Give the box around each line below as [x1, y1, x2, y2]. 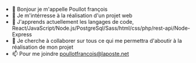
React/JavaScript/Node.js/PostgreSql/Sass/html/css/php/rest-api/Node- [11, 24, 191, 31]
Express [11, 31, 32, 38]
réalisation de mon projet [11, 43, 73, 51]
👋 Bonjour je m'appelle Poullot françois [11, 6, 108, 12]
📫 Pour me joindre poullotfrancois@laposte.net [11, 51, 130, 57]
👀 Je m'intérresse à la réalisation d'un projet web [11, 12, 133, 19]
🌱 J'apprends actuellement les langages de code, [11, 18, 134, 25]
